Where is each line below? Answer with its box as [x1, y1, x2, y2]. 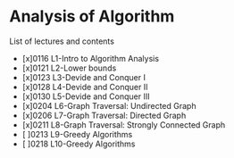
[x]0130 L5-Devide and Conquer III [21, 91, 150, 102]
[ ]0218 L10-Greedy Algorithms [21, 138, 136, 149]
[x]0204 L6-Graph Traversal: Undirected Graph [21, 100, 196, 111]
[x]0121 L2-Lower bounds [21, 62, 117, 73]
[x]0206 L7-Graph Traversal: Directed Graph [21, 110, 187, 121]
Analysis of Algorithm [9, 6, 175, 27]
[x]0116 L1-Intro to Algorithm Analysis [21, 53, 159, 63]
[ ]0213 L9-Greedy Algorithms [21, 129, 133, 139]
